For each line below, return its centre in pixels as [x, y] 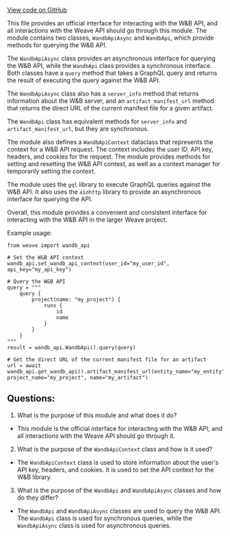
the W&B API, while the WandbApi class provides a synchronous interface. [110, 66]
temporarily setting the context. [51, 171]
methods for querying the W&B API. [57, 45]
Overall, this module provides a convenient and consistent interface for [107, 212]
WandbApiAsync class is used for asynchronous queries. [94, 525]
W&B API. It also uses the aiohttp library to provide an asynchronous [104, 192]
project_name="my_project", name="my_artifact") [78, 377]
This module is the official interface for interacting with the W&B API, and [119, 428]
